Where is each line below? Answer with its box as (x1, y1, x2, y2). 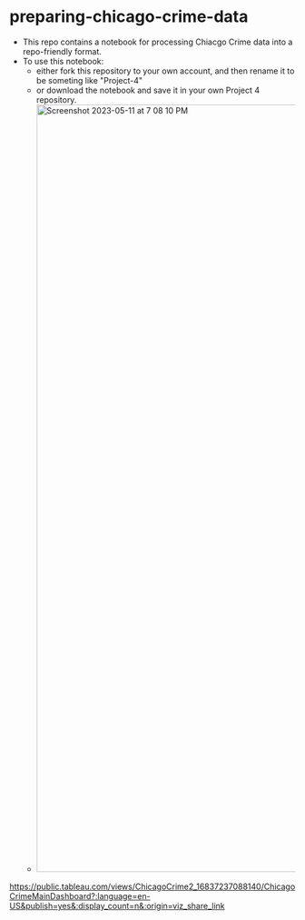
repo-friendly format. (22, 45, 103, 56)
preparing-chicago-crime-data (9, 6, 249, 27)
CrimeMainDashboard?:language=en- (9, 890, 152, 901)
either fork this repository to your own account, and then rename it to (35, 65, 295, 76)
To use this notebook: (22, 55, 104, 66)
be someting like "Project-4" (35, 74, 143, 85)
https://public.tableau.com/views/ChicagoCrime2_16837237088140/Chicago (9, 881, 296, 892)
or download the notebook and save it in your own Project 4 (35, 84, 261, 95)
